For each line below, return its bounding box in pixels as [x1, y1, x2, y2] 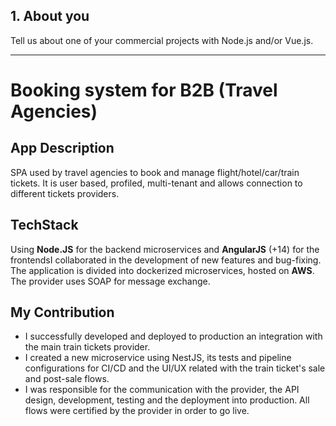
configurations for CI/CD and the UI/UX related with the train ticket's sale [24, 362, 326, 374]
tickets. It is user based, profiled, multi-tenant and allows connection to [10, 177, 303, 189]
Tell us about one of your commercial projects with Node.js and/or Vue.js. [10, 34, 314, 46]
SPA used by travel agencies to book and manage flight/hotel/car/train [10, 166, 300, 178]
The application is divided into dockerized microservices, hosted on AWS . [10, 264, 315, 276]
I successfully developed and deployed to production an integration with [24, 330, 323, 343]
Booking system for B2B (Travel [10, 79, 278, 101]
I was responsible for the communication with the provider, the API [24, 384, 300, 396]
